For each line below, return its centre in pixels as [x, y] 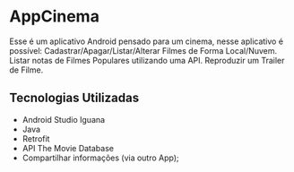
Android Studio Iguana [64, 119]
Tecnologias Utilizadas [74, 98]
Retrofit [36, 138]
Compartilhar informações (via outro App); [100, 158]
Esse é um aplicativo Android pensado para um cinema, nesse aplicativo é [147, 41]
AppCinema [55, 17]
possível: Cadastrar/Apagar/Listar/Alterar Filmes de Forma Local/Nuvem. [143, 50]
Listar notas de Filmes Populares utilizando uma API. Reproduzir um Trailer [147, 60]
